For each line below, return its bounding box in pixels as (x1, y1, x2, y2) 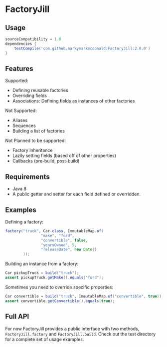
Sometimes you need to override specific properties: (5, 284, 114, 290)
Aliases (12, 117, 28, 123)
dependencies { (5, 41, 37, 46)
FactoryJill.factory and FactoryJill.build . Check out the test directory (5, 331, 156, 337)
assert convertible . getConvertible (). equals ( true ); (5, 298, 115, 303)
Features (5, 64, 33, 73)
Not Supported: (5, 107, 37, 113)
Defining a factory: (5, 218, 44, 224)
